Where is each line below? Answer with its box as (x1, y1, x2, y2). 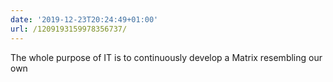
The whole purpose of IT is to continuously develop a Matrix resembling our (10, 51, 323, 63)
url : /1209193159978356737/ (10, 24, 128, 34)
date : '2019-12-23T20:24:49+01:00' (10, 14, 159, 25)
